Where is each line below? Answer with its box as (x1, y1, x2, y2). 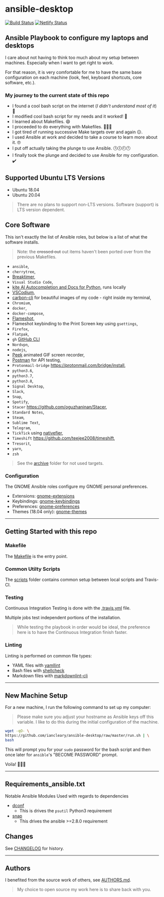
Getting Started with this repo (5, 528, 97, 536)
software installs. (5, 239, 40, 245)
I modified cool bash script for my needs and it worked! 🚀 (12, 114, 128, 120)
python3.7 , (12, 372, 34, 378)
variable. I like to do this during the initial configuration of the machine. (17, 719, 159, 725)
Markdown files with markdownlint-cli (12, 673, 88, 679)
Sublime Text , (12, 419, 40, 425)
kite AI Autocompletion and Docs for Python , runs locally (12, 284, 126, 290)
